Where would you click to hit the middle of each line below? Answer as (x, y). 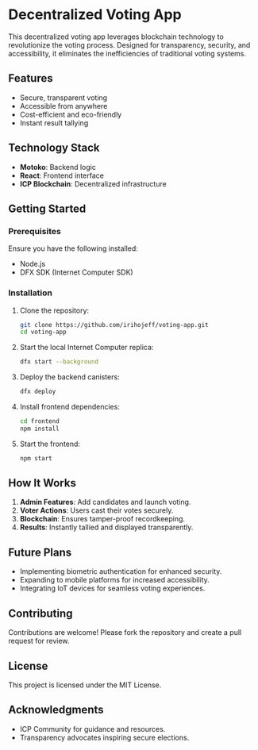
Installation (31, 293)
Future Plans (40, 552)
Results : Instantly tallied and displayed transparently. (106, 527)
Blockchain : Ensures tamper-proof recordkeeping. (102, 519)
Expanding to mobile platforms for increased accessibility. (115, 580)
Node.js (33, 264)
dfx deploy (38, 392)
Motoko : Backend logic (58, 167)
